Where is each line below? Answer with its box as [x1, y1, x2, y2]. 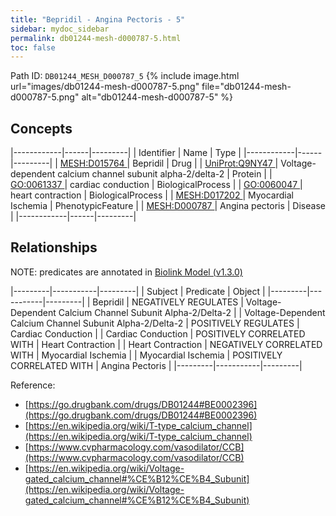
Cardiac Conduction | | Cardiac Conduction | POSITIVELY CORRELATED [10, 327, 306, 340]
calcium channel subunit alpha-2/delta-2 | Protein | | [57, 168, 273, 180]
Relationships [10, 239, 98, 256]
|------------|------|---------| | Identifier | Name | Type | [10, 147, 242, 159]
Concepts [10, 120, 73, 137]
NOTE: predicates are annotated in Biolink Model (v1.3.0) [10, 266, 243, 278]
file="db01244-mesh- [201, 81, 292, 93]
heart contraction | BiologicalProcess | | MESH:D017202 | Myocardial [10, 189, 294, 201]
